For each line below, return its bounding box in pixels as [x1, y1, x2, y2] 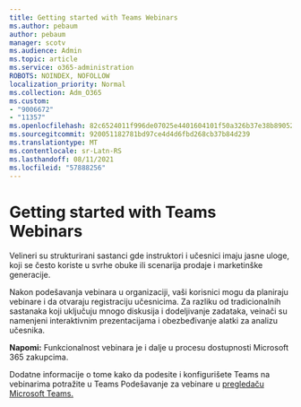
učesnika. [9, 325, 46, 336]
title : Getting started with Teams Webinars [9, 13, 178, 22]
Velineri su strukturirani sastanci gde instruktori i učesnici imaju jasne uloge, [9, 250, 289, 261]
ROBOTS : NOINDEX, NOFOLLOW [9, 72, 110, 81]
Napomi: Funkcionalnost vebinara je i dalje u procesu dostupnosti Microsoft [9, 342, 289, 353]
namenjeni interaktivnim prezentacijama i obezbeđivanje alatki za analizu [9, 316, 279, 326]
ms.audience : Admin [9, 47, 82, 56]
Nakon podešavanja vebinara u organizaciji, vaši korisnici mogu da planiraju [9, 287, 289, 298]
